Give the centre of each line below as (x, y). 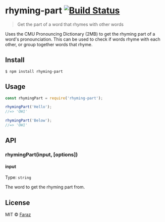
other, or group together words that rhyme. (49, 44)
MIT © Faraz (18, 215)
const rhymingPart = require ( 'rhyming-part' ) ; (54, 98)
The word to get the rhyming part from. (45, 187)
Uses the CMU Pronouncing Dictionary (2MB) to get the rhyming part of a (80, 34)
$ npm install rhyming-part (34, 71)
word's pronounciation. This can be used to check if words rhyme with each (83, 39)
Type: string (18, 177)
